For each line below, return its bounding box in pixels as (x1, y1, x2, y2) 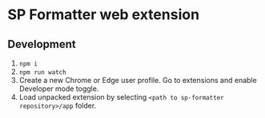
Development (7, 37, 77, 51)
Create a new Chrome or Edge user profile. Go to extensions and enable (18, 76, 257, 85)
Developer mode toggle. (18, 84, 99, 93)
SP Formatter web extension (7, 6, 200, 24)
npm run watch (18, 69, 66, 77)
